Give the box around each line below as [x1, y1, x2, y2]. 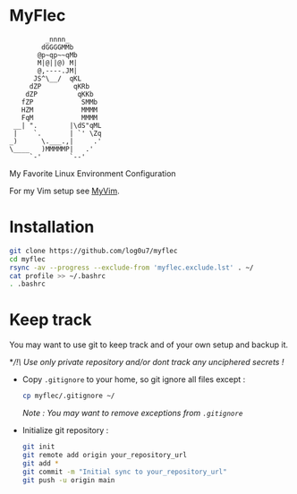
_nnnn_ [45, 35, 70, 44]
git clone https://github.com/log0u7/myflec [9, 246, 178, 255]
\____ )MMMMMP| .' [9, 144, 94, 153]
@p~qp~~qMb [37, 50, 78, 59]
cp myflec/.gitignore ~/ [21, 391, 115, 401]
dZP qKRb [29, 81, 90, 90]
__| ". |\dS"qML [13, 121, 102, 130]
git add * [21, 458, 60, 468]
